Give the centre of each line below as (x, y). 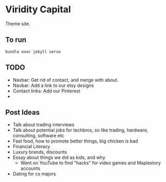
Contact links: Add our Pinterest (47, 90)
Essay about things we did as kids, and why (59, 157)
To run (16, 40)
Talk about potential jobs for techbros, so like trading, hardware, (80, 130)
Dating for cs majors (34, 174)
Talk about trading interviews (43, 125)
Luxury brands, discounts (40, 152)
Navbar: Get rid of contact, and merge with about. (66, 80)
